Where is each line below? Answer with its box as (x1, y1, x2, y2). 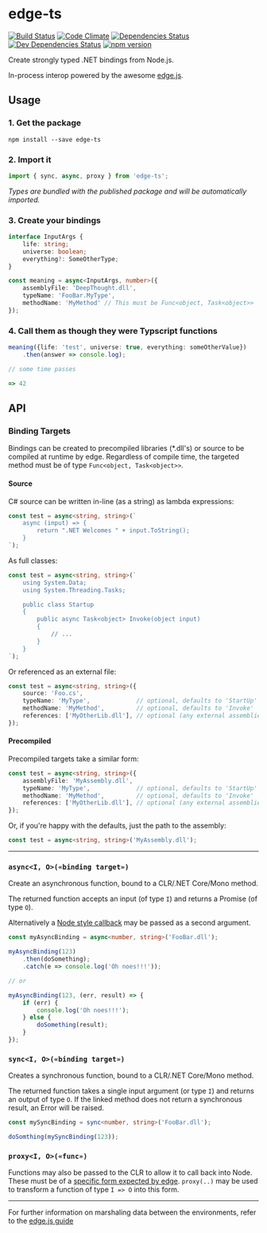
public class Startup (22, 601, 94, 609)
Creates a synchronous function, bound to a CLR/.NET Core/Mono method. (8, 1071, 254, 1080)
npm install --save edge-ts (8, 135, 102, 143)
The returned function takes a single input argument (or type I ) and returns (8, 1086, 254, 1096)
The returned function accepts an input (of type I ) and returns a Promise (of (8, 894, 258, 904)
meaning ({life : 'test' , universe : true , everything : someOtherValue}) (8, 343, 247, 351)
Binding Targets (8, 425, 72, 436)
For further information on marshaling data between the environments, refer (8, 1208, 257, 1217)
